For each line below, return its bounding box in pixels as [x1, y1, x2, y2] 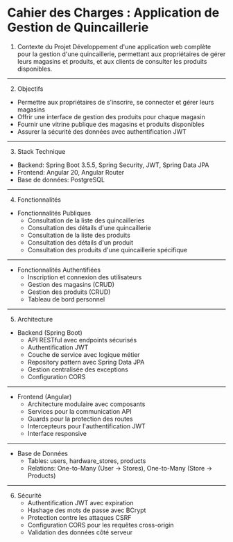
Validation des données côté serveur [27, 528, 133, 536]
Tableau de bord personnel [27, 295, 105, 303]
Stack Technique [17, 147, 66, 155]
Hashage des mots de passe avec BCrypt [27, 506, 146, 514]
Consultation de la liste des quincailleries [27, 216, 145, 225]
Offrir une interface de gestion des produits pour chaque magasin [17, 112, 206, 121]
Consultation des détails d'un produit [27, 238, 134, 247]
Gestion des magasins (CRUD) [27, 280, 115, 288]
